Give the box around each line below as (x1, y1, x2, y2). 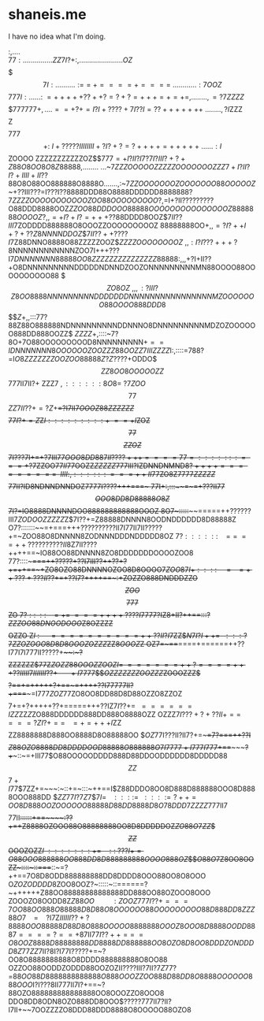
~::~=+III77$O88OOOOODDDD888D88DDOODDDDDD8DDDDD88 (13, 751, 228, 760)
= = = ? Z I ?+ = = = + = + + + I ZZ (8, 718, 122, 727)
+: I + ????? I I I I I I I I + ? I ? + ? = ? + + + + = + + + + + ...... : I (43, 141, 222, 150)
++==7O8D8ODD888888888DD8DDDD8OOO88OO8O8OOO (8, 871, 206, 880)
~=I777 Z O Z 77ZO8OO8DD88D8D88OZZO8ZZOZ (26, 689, 183, 698)
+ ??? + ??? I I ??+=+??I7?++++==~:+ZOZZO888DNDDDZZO (8, 573, 199, 582)
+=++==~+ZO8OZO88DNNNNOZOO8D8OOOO (8, 565, 162, 574)
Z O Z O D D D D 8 (13, 879, 57, 889)
